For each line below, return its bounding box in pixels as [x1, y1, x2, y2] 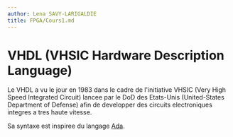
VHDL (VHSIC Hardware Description [7, 47, 225, 64]
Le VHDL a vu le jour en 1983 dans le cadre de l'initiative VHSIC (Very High [7, 85, 226, 94]
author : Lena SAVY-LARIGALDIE [7, 10, 97, 18]
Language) [7, 62, 72, 78]
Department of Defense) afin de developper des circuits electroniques [7, 100, 213, 109]
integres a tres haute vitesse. [7, 108, 92, 117]
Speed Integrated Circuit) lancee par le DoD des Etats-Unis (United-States [7, 93, 225, 102]
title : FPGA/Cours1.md [7, 17, 75, 24]
